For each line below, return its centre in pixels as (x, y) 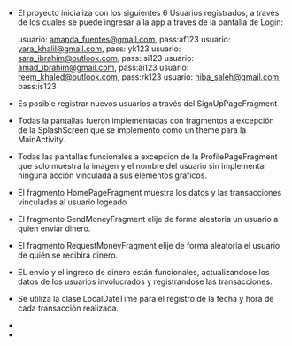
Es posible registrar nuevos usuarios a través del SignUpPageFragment (147, 104)
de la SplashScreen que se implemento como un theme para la (132, 130)
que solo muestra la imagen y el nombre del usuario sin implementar (142, 166)
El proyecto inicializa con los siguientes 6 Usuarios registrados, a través (148, 13)
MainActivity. (41, 139)
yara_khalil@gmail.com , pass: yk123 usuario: (99, 49)
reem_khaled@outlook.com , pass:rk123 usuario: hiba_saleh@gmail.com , (149, 77)
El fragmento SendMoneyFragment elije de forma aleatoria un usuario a (148, 219)
